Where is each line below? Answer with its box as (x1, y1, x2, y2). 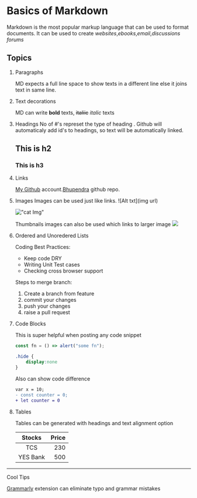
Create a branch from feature (23, 290, 95, 297)
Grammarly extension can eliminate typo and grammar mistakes (6, 484, 161, 492)
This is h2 (15, 144, 52, 154)
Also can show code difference (15, 375, 91, 382)
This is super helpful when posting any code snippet (15, 332, 142, 339)
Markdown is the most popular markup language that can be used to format (6, 23, 189, 31)
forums (6, 36, 24, 43)
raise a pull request (23, 309, 71, 316)
